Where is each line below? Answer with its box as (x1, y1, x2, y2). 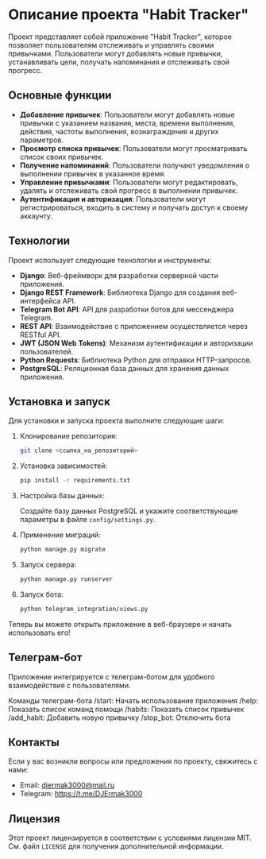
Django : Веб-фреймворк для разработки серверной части (19, 270, 218, 280)
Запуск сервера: (19, 560, 77, 569)
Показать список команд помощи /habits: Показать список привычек (8, 704, 245, 714)
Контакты (8, 735, 60, 749)
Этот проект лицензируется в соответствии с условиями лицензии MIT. (8, 833, 252, 843)
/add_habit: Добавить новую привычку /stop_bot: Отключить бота (8, 713, 232, 722)
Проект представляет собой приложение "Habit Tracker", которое (8, 32, 233, 41)
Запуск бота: (19, 590, 64, 599)
